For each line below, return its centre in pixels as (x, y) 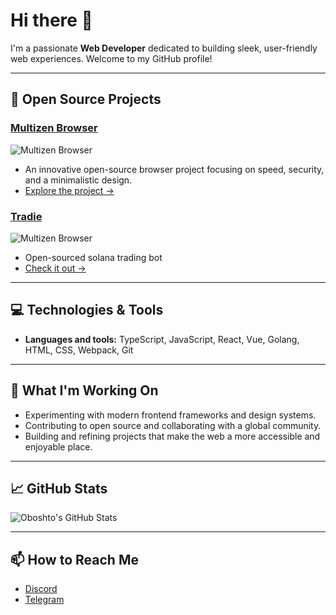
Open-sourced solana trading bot (93, 257)
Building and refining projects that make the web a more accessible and (172, 436)
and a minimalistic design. (78, 180)
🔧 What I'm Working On (84, 390)
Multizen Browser (54, 128)
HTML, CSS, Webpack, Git (79, 350)
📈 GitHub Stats (59, 488)
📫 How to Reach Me (74, 559)
